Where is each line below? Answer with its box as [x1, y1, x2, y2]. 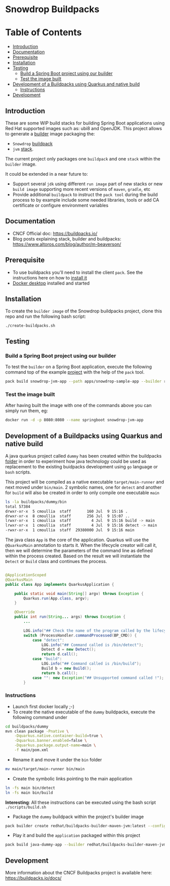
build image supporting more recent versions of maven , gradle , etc [12, 186, 151, 192]
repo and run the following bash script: [5, 313, 86, 319]
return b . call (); [41, 670, 78, 675]
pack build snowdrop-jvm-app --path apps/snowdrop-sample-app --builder [5, 379, 162, 384]
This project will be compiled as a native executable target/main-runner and [5, 478, 164, 485]
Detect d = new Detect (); [41, 647, 96, 652]
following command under [12, 714, 67, 720]
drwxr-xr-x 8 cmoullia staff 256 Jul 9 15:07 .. [5, 513, 130, 518]
